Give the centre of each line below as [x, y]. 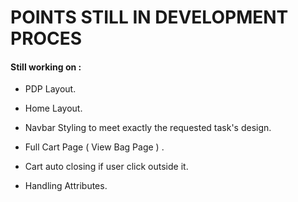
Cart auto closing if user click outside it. [106, 167]
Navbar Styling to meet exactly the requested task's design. [148, 128]
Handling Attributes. [66, 186]
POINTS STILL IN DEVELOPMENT [149, 17]
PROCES [46, 38]
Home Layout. [53, 108]
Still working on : [46, 67]
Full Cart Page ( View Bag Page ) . [94, 147]
